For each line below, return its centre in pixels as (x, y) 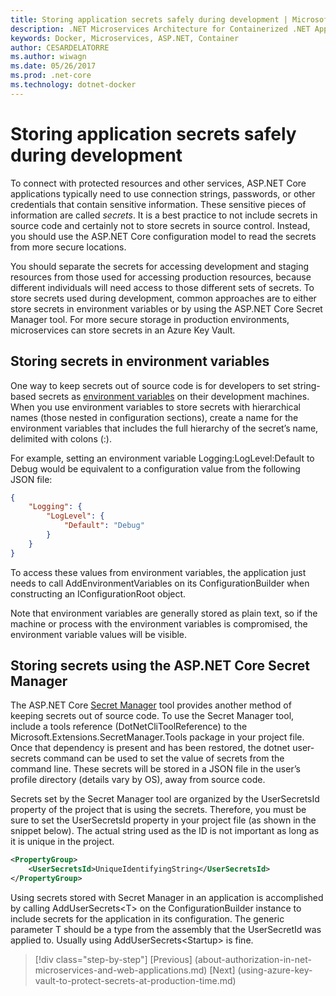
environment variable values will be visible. (99, 634)
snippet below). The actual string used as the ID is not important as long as (165, 831)
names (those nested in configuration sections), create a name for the (154, 417)
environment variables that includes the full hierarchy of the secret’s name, (164, 428)
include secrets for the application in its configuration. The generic (147, 919)
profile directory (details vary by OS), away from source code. (138, 780)
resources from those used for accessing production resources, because (161, 277)
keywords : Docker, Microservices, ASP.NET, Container (125, 38)
